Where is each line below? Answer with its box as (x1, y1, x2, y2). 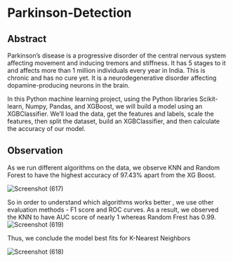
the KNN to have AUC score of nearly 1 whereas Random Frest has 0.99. (7, 212, 216, 221)
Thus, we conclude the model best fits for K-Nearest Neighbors (7, 233, 191, 242)
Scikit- (199, 95, 219, 103)
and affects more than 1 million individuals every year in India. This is (7, 67, 206, 74)
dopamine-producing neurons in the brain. (7, 81, 130, 89)
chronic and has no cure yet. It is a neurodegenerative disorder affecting (7, 74, 217, 82)
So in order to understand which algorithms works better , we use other (7, 198, 214, 206)
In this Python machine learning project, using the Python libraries (7, 95, 198, 103)
